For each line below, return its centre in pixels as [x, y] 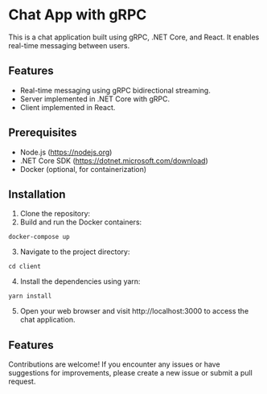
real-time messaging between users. [69, 45]
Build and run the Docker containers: [81, 222]
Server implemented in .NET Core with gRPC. [95, 99]
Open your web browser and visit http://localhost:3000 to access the [134, 311]
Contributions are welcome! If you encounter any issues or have [114, 364]
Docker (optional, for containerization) [83, 169]
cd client [25, 267]
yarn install [30, 296]
